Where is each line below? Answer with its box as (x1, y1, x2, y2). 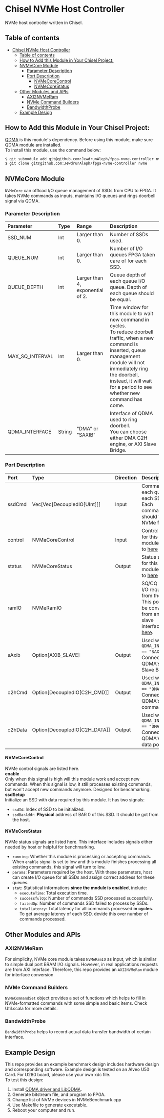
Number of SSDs (109, 231, 148, 238)
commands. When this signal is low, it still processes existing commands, (5, 781, 152, 787)
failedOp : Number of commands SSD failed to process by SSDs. (19, 900, 149, 906)
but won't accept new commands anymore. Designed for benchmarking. (5, 786, 151, 792)
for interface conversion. (5, 971, 55, 977)
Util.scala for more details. (5, 1006, 58, 1012)
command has (109, 396, 143, 403)
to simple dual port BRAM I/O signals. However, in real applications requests (5, 961, 158, 967)
